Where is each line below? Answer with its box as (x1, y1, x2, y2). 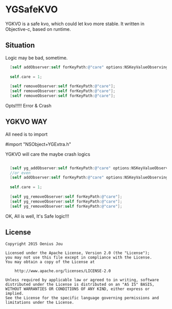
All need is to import (5, 131, 48, 137)
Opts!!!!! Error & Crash (5, 102, 52, 108)
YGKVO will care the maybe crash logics (5, 151, 91, 157)
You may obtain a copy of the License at (5, 260, 95, 265)
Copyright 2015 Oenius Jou (5, 242, 63, 247)
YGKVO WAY (5, 117, 48, 126)
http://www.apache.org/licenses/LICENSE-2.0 (14, 268, 111, 274)
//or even (10, 170, 31, 175)
